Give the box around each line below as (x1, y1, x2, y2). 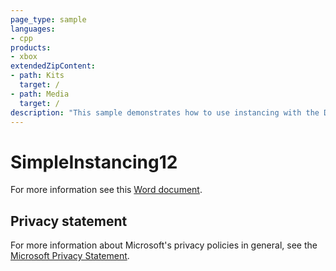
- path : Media (10, 89, 70, 99)
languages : (10, 24, 56, 34)
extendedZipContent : (10, 61, 97, 71)
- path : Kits (10, 71, 65, 81)
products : (10, 42, 52, 53)
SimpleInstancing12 (10, 151, 178, 173)
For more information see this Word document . (10, 184, 203, 196)
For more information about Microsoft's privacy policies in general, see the (10, 239, 318, 251)
